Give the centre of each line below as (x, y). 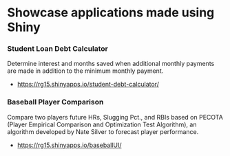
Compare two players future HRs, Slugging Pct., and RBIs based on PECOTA (115, 117)
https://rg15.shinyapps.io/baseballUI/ (69, 145)
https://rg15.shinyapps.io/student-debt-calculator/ (88, 85)
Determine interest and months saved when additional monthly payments (111, 64)
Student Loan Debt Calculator (58, 49)
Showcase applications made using (111, 13)
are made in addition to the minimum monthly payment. (85, 71)
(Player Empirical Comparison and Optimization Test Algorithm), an (102, 124)
